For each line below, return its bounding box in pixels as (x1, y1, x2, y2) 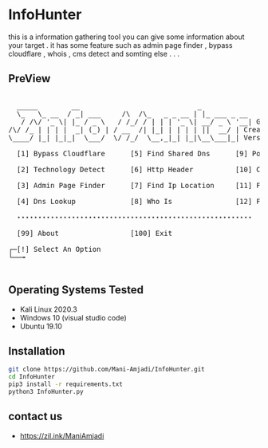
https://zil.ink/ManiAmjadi (19, 430, 104, 440)
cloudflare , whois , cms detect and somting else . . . (8, 49, 179, 58)
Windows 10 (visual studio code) (19, 312, 128, 322)
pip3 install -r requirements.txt (8, 380, 124, 388)
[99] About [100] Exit (16, 229, 173, 238)
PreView (8, 72, 51, 85)
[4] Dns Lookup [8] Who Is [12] (16, 197, 253, 206)
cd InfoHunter (8, 373, 56, 381)
